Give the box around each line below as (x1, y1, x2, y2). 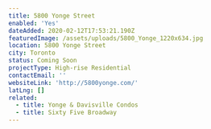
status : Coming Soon (8, 57, 78, 65)
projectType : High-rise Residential (8, 64, 131, 72)
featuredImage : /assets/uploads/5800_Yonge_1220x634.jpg (8, 34, 204, 42)
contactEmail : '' (8, 71, 67, 79)
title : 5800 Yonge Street (8, 11, 95, 20)
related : (8, 94, 38, 102)
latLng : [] (8, 86, 45, 95)
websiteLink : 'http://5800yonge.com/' (8, 79, 139, 87)
